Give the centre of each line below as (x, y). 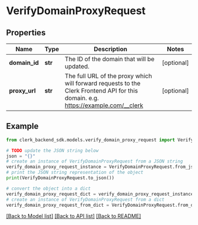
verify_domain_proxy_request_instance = (57, 167)
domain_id (24, 63)
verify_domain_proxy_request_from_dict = (58, 205)
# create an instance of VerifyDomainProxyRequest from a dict (85, 199)
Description (110, 49)
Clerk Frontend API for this (101, 91)
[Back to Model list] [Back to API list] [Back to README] (74, 216)
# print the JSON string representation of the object (75, 173)
